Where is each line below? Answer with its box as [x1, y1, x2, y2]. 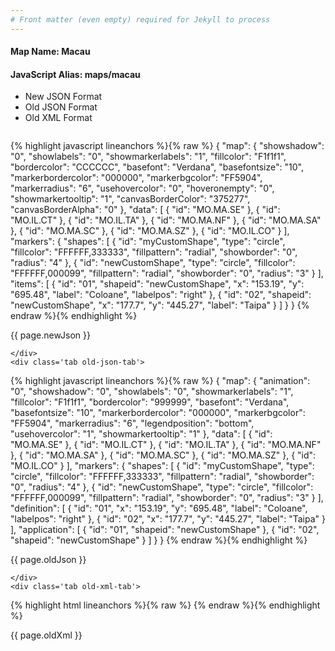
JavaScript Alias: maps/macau [10, 68, 141, 80]
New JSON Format [24, 91, 103, 103]
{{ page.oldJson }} [10, 554, 87, 566]
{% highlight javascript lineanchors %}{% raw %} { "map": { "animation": [10, 375, 311, 387]
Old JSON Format [24, 101, 98, 113]
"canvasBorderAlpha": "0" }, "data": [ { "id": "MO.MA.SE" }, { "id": [10, 204, 281, 216]
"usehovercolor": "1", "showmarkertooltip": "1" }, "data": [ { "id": [10, 428, 273, 440]
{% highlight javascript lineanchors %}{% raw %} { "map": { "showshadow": [10, 140, 325, 152]
